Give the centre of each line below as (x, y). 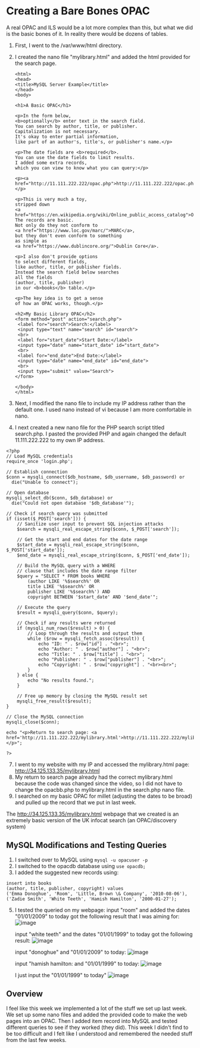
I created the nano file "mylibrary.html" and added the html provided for (102, 57)
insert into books (29, 883)
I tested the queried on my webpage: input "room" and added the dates (102, 910)
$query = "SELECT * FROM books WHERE (64, 576)
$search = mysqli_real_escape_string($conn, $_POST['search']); (98, 529)
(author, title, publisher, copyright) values (65, 888)
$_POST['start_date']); (36, 550)
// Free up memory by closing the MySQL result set (82, 696)
